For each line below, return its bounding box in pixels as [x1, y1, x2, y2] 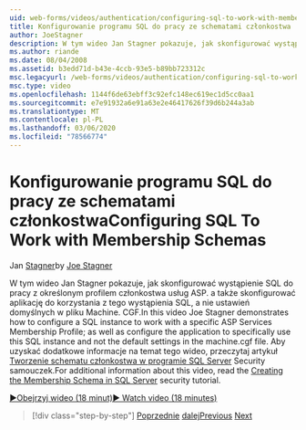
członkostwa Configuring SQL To [9, 211, 260, 231]
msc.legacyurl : [9, 73, 67, 82]
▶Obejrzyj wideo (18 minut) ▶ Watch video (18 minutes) [9, 392, 218, 403]
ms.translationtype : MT [9, 107, 100, 116]
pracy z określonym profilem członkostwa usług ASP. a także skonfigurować [9, 287, 296, 298]
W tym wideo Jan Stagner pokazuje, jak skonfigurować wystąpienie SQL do [9, 278, 294, 288]
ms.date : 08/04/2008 [9, 56, 88, 65]
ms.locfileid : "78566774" [9, 132, 107, 142]
